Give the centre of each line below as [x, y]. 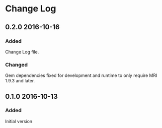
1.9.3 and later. [20, 81]
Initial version [19, 121]
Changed [17, 64]
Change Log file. [22, 52]
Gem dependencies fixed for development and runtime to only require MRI [81, 75]
